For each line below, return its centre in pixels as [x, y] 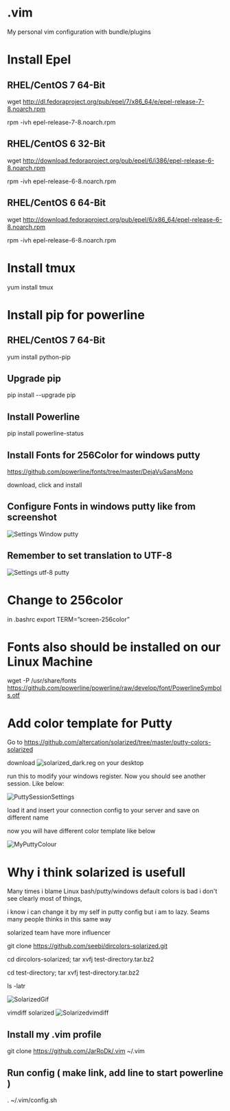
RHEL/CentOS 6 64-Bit [57, 203]
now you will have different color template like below [81, 831]
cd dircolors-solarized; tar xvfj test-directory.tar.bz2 [81, 959]
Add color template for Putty [90, 723]
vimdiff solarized [31, 1013]
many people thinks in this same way [59, 919]
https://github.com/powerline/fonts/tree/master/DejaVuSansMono [100, 471]
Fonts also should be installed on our [114, 647]
